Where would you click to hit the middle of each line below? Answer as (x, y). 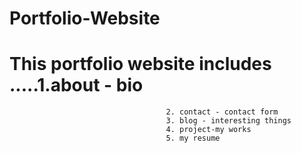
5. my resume (193, 138)
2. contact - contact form (222, 112)
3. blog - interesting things (228, 121)
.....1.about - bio (76, 85)
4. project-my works (208, 130)
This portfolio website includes (140, 64)
